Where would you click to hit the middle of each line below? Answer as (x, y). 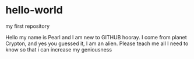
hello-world (34, 10)
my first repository (28, 26)
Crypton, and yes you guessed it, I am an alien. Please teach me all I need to (97, 43)
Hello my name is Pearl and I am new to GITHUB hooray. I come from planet (96, 37)
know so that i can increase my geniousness (59, 49)
